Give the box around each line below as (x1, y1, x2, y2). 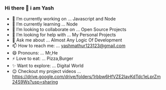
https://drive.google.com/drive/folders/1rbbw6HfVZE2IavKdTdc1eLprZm (12, 73, 161, 79)
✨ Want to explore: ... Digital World (12, 62, 84, 69)
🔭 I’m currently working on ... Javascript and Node (12, 16, 116, 22)
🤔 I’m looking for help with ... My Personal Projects (12, 32, 116, 38)
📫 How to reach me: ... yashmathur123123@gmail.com (12, 42, 126, 49)
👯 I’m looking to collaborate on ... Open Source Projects (12, 26, 126, 32)
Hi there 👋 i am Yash (5, 4, 54, 11)
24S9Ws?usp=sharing (12, 79, 58, 85)
